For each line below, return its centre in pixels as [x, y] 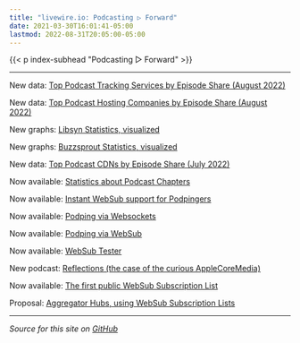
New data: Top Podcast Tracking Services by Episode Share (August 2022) [147, 85]
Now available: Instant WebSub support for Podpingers [110, 199]
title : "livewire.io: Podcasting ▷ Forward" [93, 17]
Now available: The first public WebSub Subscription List [114, 286]
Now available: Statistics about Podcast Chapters [100, 182]
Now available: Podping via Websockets [83, 217]
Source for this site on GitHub [64, 329]
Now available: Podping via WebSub [76, 234]
